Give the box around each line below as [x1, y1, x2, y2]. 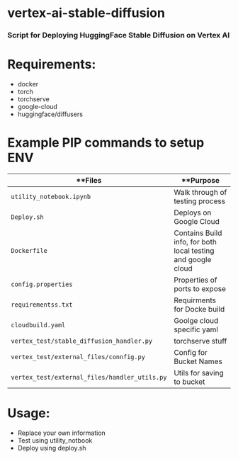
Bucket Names [173, 356, 223, 366]
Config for [173, 347, 208, 357]
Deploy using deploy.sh [17, 443, 86, 452]
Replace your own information [17, 429, 106, 437]
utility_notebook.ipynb [11, 193, 91, 200]
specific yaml [173, 324, 218, 334]
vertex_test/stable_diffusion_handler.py [11, 336, 153, 345]
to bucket [173, 377, 205, 387]
